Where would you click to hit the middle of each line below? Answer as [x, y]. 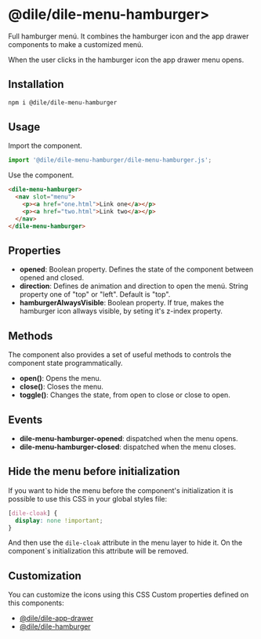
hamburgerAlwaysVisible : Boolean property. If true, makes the [122, 303]
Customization [45, 576]
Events [25, 420]
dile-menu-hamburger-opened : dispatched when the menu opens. [129, 438]
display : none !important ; [59, 520]
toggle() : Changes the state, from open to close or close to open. [125, 395]
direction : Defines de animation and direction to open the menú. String [134, 286]
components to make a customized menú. [76, 44]
